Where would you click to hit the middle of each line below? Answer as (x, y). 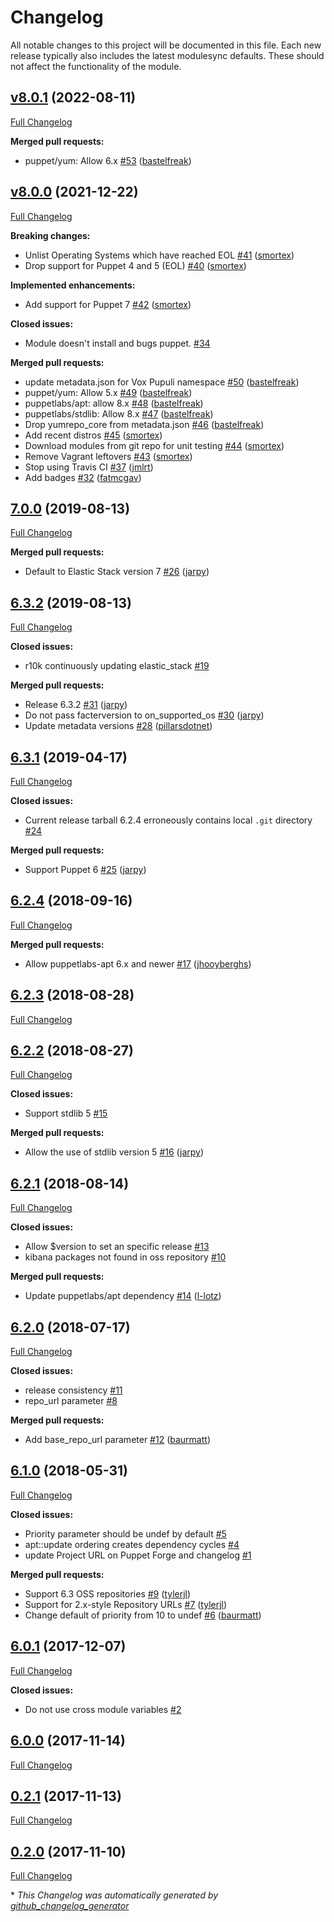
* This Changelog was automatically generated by (114, 1895)
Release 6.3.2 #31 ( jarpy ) (76, 705)
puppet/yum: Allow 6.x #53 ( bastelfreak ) (108, 160)
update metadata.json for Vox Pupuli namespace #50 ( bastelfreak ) (162, 382)
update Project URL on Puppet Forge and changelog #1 (138, 1555)
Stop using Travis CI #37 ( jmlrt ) (89, 467)
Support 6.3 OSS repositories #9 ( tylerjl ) (108, 1593)
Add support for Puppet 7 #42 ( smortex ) (108, 304)
